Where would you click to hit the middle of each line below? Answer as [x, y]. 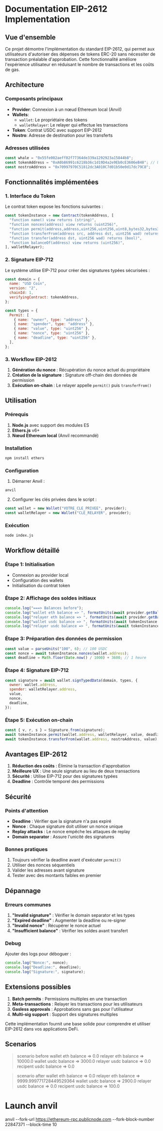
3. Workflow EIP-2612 [31, 359]
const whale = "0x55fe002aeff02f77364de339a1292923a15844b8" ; [69, 158]
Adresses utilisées [27, 148]
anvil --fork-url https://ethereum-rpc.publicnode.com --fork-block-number [80, 1119]
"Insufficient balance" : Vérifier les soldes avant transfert [70, 931]
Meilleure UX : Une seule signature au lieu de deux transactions [76, 771]
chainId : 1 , [22, 293]
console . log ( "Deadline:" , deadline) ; [43, 967]
